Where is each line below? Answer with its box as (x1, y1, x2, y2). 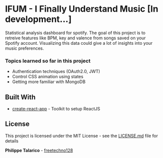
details (5, 138, 19, 144)
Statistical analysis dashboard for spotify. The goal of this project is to (5, 30, 145, 35)
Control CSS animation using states (12, 74, 84, 80)
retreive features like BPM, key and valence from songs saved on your (5, 35, 146, 41)
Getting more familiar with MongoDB (12, 79, 86, 85)
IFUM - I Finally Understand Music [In (5, 3, 159, 15)
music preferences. (5, 45, 44, 51)
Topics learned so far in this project (5, 57, 91, 64)
